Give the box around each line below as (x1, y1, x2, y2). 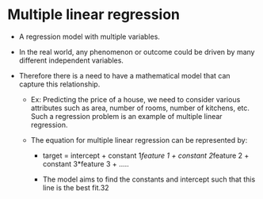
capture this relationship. (18, 79, 101, 89)
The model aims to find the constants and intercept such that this (42, 174, 256, 184)
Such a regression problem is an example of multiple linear (30, 111, 223, 121)
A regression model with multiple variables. (18, 32, 160, 41)
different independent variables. (18, 55, 124, 65)
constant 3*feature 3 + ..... (42, 159, 130, 168)
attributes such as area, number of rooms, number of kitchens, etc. (30, 103, 250, 113)
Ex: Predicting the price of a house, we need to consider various (30, 94, 241, 104)
